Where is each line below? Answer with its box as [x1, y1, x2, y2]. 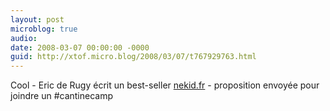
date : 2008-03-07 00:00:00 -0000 [10, 42, 150, 53]
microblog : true [10, 24, 78, 34]
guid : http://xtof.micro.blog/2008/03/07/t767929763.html [10, 52, 257, 62]
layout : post [10, 14, 65, 25]
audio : [10, 33, 38, 43]
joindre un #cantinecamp [10, 90, 114, 102]
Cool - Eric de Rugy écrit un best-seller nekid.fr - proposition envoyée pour [10, 79, 320, 91]
